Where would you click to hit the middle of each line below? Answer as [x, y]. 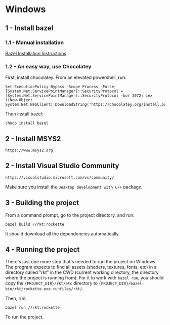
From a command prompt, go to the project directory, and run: [70, 215]
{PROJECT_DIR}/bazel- [121, 284]
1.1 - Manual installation [35, 43]
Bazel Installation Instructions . [36, 53]
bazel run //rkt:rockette [32, 308]
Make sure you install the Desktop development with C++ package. [74, 187]
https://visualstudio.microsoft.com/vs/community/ [60, 177]
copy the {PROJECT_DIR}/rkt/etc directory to [51, 283]
